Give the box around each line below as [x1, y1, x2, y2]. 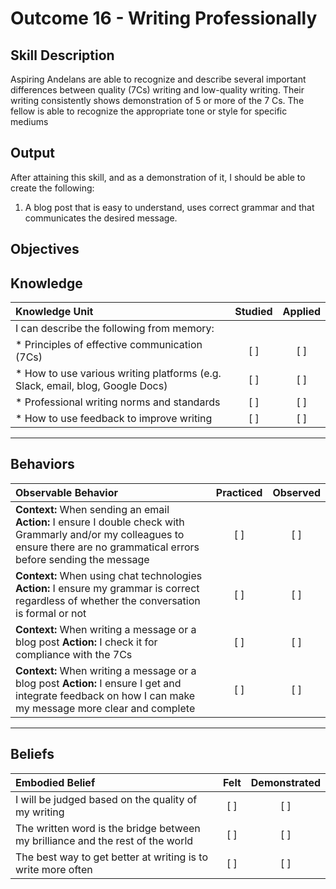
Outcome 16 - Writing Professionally [10, 7, 318, 30]
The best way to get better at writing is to [15, 850, 208, 864]
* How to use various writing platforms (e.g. [15, 367, 222, 381]
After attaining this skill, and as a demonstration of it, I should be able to [10, 171, 306, 183]
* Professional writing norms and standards [15, 395, 221, 409]
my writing [15, 805, 65, 819]
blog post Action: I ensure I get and [15, 676, 182, 690]
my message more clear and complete [15, 701, 196, 715]
